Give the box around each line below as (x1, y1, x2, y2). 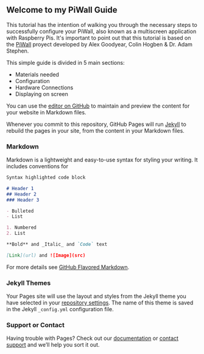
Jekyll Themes (6, 278, 51, 287)
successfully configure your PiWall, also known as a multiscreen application (6, 28, 197, 35)
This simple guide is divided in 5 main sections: (6, 59, 125, 66)
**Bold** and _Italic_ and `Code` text (6, 242, 108, 248)
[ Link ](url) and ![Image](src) (6, 252, 86, 259)
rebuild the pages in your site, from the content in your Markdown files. (6, 127, 185, 134)
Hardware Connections (15, 84, 74, 91)
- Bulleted (6, 208, 34, 214)
